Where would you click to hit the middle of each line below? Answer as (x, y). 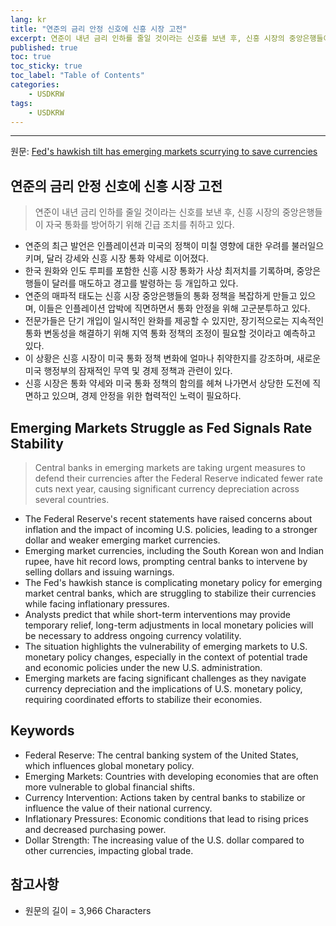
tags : (21, 103)
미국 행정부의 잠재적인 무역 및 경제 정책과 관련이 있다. (128, 371)
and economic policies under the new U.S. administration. (143, 667)
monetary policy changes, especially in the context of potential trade (166, 657)
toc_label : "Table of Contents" (77, 76)
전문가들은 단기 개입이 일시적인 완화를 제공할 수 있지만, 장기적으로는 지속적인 (174, 321)
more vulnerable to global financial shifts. (109, 787)
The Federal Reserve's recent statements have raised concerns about (168, 519)
